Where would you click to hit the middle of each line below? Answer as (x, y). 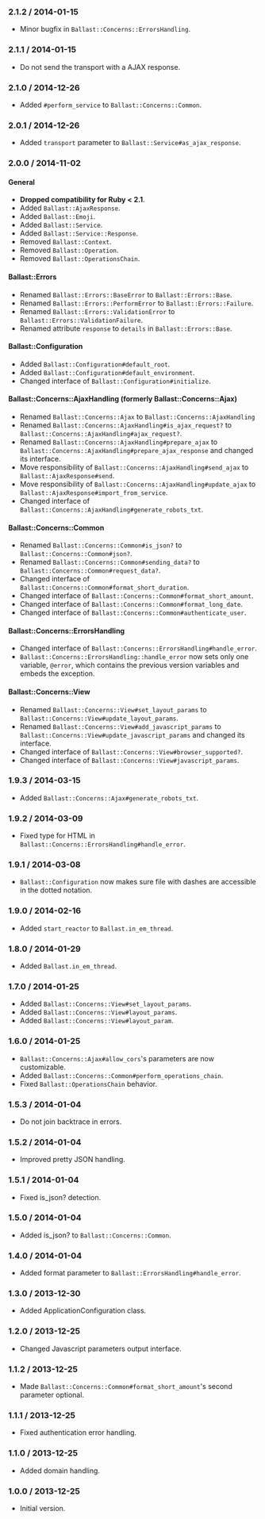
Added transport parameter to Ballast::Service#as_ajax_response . (130, 143)
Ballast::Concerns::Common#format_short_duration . (104, 587)
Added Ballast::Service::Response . (79, 233)
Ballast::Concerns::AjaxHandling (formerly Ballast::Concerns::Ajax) (123, 399)
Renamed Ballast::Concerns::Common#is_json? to (101, 545)
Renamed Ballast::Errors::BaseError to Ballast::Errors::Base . (126, 294)
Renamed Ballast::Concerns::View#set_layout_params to (113, 709)
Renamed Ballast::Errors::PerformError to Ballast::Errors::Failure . (136, 303)
